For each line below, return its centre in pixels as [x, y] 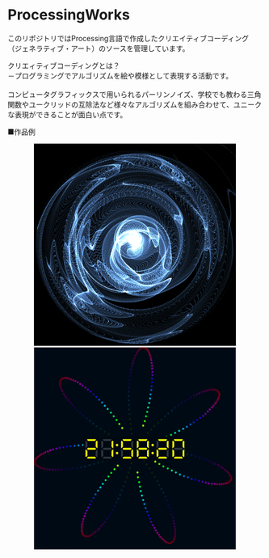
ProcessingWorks [69, 15]
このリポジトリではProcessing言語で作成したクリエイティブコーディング [128, 38]
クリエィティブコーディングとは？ [64, 66]
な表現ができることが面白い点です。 [67, 114]
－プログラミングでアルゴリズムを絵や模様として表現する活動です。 [120, 75]
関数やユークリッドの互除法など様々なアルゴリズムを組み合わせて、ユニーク [134, 104]
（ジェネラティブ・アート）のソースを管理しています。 [99, 48]
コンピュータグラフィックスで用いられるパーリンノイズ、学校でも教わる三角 [134, 94]
